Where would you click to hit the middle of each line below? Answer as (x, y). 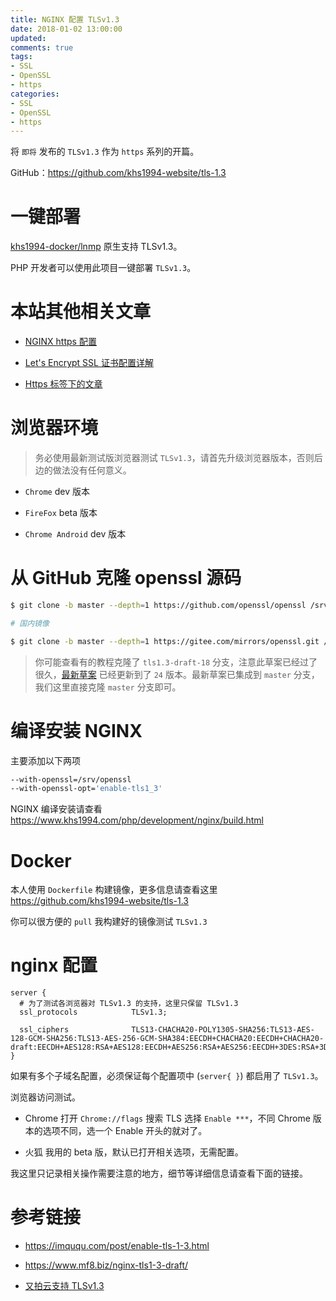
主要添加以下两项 (45, 760)
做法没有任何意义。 (92, 470)
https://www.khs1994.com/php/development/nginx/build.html (137, 820)
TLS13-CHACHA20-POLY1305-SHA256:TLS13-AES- (223, 1030)
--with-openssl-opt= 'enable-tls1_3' (86, 789)
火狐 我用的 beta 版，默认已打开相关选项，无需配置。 (134, 1152)
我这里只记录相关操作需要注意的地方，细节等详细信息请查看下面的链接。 (159, 1173)
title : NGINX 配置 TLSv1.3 (65, 19)
